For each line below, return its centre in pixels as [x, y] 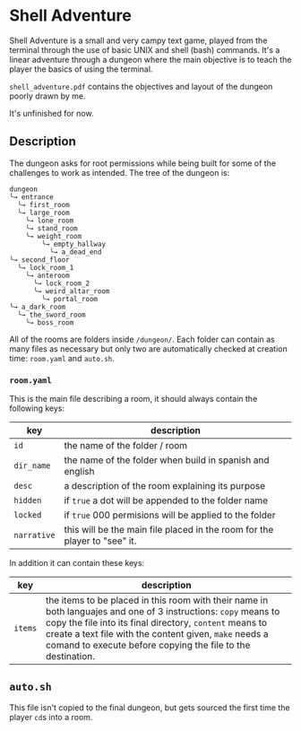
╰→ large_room [43, 213]
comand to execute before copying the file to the [148, 645]
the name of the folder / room [126, 446]
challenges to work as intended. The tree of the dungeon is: [120, 172]
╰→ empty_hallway [73, 244]
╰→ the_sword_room [52, 315]
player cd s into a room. [51, 717]
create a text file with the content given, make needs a [157, 634]
